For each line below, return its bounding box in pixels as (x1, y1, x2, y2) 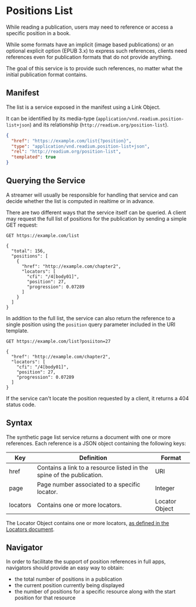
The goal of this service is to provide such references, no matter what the (6, 64, 183, 71)
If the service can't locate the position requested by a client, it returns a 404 (6, 395, 189, 402)
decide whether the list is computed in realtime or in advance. (6, 197, 155, 204)
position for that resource (14, 594, 76, 601)
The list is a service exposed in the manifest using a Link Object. (6, 104, 161, 111)
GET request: (6, 221, 38, 228)
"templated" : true (11, 154, 57, 160)
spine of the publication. (37, 471, 103, 479)
